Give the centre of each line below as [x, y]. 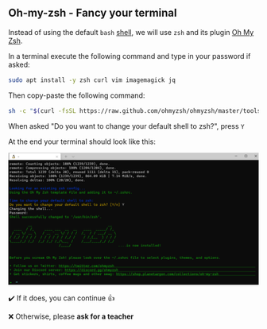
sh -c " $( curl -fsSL [43, 110]
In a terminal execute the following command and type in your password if [130, 56]
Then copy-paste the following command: [77, 95]
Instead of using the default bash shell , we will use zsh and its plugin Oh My [131, 32]
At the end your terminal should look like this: [82, 141]
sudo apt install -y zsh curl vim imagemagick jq [92, 80]
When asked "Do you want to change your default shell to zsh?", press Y [126, 126]
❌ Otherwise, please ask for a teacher [71, 316]
